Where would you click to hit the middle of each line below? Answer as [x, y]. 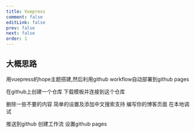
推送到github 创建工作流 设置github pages [56, 124]
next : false [20, 33]
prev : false [20, 28]
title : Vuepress [26, 11]
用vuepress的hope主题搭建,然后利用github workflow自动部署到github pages [98, 79]
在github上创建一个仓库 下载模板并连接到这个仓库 [66, 91]
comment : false [25, 17]
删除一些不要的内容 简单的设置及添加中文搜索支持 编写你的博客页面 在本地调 [98, 104]
